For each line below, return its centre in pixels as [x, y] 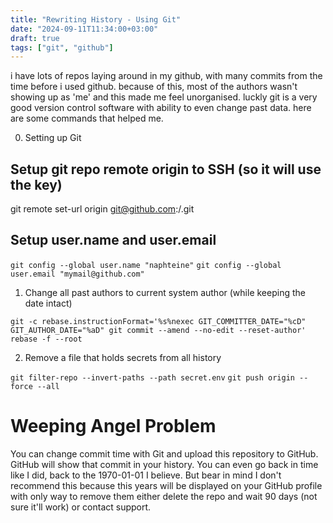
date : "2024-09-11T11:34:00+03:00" [84, 29]
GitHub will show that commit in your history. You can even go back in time [164, 464]
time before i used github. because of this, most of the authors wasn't [154, 87]
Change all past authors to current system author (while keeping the [165, 292]
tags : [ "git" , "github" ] [62, 47]
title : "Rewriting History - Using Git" [96, 19]
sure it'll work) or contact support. [81, 507]
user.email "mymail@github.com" [77, 274]
